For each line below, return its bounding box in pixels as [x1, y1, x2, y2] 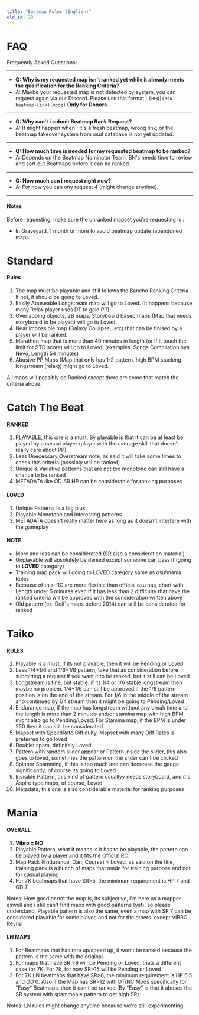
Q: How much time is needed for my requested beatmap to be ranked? [15, 148, 191, 155]
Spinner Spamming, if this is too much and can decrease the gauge [15, 760, 180, 768]
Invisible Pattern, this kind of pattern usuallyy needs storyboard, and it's [15, 773, 191, 780]
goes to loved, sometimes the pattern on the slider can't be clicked [15, 754, 178, 762]
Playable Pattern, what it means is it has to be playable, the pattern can [15, 845, 188, 853]
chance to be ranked [15, 471, 66, 479]
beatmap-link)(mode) [15, 102, 66, 108]
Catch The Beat [6, 401, 84, 414]
